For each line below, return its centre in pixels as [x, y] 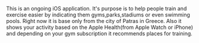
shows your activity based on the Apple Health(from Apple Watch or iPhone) [100, 27]
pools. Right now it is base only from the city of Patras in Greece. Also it [94, 21]
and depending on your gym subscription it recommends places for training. [99, 34]
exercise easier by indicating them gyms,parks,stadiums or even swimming [98, 15]
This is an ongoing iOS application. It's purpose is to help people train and [97, 9]
